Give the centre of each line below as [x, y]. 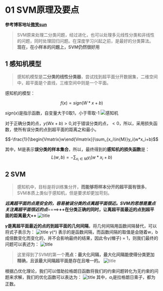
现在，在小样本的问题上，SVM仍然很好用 [58, 47]
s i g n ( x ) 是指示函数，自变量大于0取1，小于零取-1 [52, 113]
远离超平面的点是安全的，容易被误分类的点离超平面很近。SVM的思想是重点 [80, 203]
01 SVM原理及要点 [42, 10]
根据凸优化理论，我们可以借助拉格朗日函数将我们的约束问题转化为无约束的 [80, 271]
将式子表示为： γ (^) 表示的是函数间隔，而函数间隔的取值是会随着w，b [81, 232]
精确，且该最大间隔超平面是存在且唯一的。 [60, 260]
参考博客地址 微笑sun [26, 24]
